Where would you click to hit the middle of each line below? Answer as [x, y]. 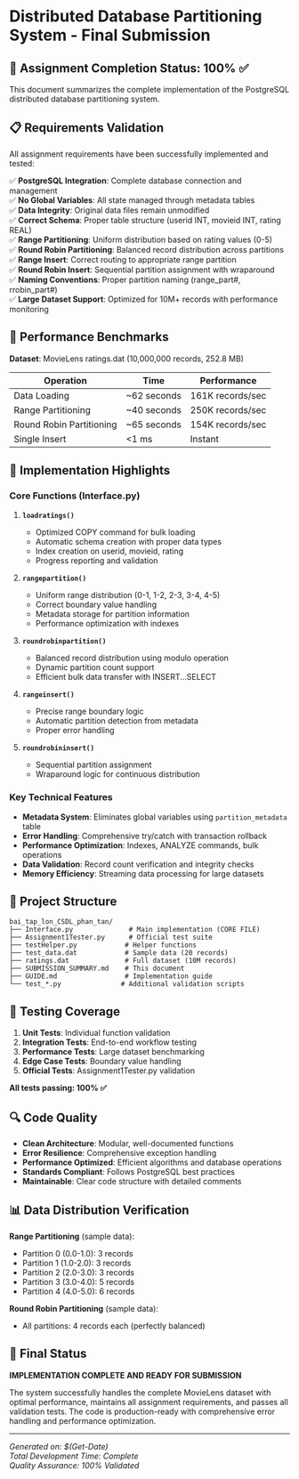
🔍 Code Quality [53, 1117]
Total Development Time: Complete [74, 1456]
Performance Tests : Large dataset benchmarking [113, 1052]
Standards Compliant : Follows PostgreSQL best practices [129, 1172]
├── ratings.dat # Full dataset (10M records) [123, 961]
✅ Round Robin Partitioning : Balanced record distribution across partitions [147, 249]
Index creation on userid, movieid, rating [109, 551]
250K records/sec [228, 409]
